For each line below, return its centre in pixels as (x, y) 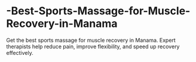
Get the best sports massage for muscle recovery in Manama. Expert (91, 40)
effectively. (20, 52)
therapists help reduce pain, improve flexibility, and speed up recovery (93, 46)
